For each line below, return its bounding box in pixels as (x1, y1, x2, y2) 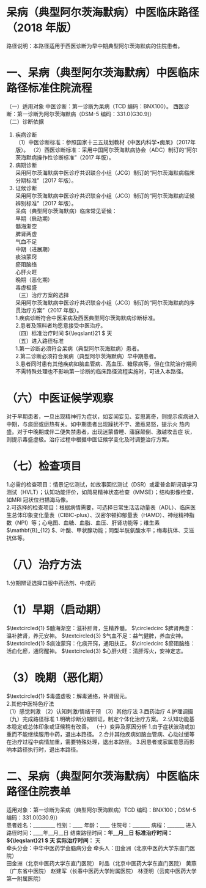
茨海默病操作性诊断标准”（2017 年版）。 (15, 153, 114, 161)
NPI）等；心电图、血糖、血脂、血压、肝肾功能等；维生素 (17, 519, 160, 526)
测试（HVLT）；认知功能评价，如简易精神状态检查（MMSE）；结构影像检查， (6, 488, 197, 496)
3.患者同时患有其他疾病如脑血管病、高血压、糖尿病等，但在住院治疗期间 (15, 360, 197, 367)
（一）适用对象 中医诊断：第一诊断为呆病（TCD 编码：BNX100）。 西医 (6, 102, 185, 110)
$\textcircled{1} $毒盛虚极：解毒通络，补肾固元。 (6, 692, 130, 700)
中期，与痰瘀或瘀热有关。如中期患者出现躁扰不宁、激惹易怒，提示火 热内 (6, 420, 190, 428)
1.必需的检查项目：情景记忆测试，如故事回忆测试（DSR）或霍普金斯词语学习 (6, 480, 197, 488)
